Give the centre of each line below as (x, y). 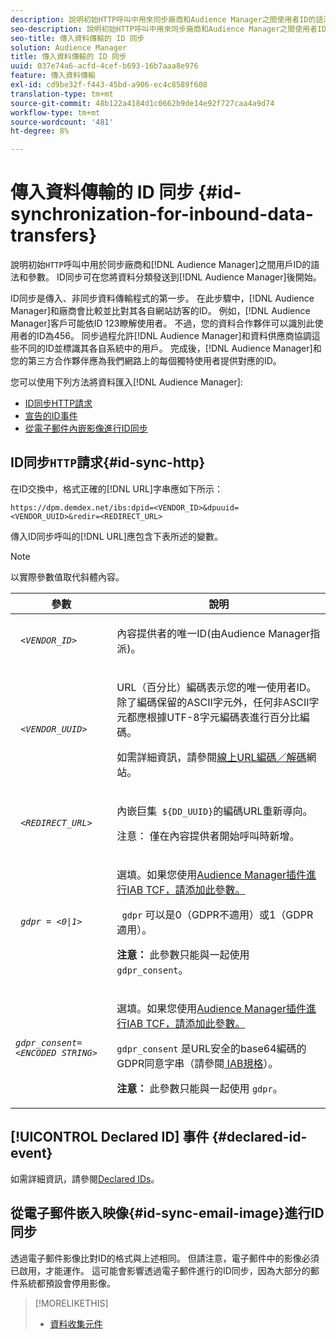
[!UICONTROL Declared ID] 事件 (110, 1137)
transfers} (54, 235)
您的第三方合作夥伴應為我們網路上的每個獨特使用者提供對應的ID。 (146, 361)
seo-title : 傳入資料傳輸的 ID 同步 (77, 38)
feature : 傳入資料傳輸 (53, 76)
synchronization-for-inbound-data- (162, 214)
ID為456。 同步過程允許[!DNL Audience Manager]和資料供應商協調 (174, 336)
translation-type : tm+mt (62, 94)
